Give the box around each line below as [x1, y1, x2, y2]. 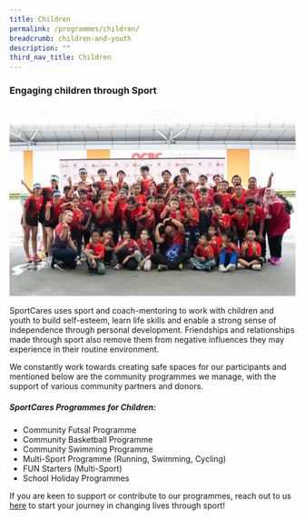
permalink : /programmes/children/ [9, 24, 141, 34]
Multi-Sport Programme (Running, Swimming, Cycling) [22, 454, 227, 465]
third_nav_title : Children [9, 53, 112, 63]
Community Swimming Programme [22, 444, 153, 455]
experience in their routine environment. [9, 344, 160, 355]
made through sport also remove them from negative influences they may [9, 335, 285, 345]
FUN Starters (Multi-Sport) [22, 464, 123, 475]
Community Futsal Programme [22, 425, 137, 435]
